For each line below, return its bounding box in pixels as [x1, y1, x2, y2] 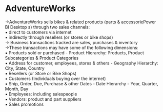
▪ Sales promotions [5, 101, 44, 107]
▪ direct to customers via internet [5, 29, 72, 35]
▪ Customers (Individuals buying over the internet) [5, 76, 106, 81]
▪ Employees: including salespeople [5, 91, 77, 97]
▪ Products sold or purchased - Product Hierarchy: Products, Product [5, 49, 144, 56]
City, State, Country [5, 65, 45, 71]
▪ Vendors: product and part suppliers [5, 96, 81, 102]
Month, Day [5, 86, 28, 92]
